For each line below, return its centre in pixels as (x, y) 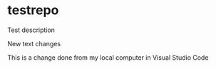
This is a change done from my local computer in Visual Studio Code (108, 57)
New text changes (34, 43)
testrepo (33, 10)
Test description (31, 30)
